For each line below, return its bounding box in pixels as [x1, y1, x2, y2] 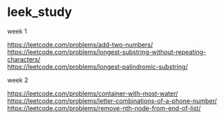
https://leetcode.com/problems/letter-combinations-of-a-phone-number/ [7, 96, 217, 104]
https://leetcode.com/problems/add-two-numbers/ [7, 40, 153, 48]
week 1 [7, 27, 27, 35]
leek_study [7, 4, 72, 20]
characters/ [7, 55, 40, 63]
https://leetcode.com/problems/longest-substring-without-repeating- [7, 48, 207, 56]
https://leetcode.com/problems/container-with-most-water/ [7, 89, 179, 98]
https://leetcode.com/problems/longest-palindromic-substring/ [7, 62, 188, 71]
